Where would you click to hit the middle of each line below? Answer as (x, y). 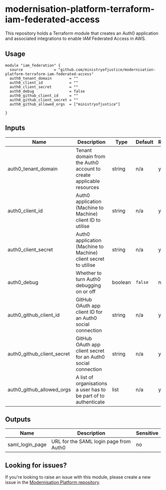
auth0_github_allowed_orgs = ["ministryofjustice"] (65, 104)
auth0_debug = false (47, 91)
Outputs (18, 419)
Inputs (15, 128)
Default (145, 142)
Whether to (89, 273)
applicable (88, 181)
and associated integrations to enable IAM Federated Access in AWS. (76, 38)
